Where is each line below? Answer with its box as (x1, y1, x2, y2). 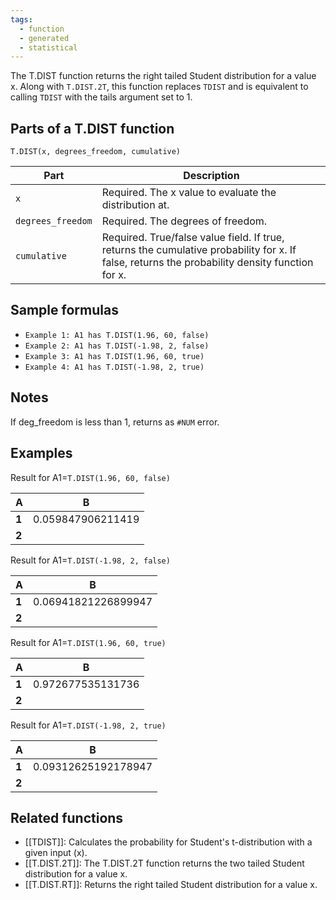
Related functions (10, 809, 124, 826)
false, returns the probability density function (101, 256, 314, 270)
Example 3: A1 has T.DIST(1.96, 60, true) (24, 351, 205, 361)
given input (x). (24, 847, 88, 859)
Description (183, 169, 240, 183)
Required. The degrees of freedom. (101, 214, 268, 228)
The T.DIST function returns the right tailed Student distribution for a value (10, 70, 317, 82)
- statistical (19, 42, 78, 53)
